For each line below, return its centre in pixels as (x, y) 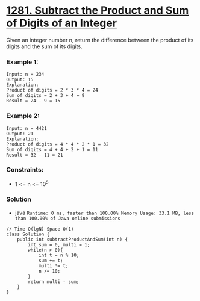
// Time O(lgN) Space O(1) (40, 229)
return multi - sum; (54, 281)
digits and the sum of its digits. (44, 46)
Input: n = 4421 (27, 128)
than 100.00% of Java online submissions (67, 218)
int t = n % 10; (59, 255)
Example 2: (23, 116)
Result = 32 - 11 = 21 (35, 155)
